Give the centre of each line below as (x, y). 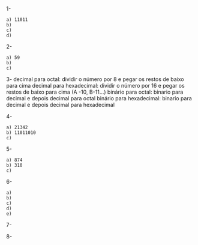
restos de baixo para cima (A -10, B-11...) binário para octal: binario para (95, 92)
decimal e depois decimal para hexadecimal (61, 105)
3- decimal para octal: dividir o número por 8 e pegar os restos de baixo (95, 79)
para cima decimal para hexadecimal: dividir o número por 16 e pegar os (95, 86)
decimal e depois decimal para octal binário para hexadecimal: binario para (99, 98)
